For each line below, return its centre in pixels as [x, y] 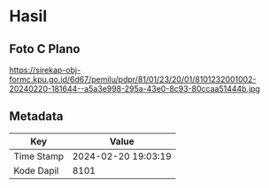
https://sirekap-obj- [45, 70]
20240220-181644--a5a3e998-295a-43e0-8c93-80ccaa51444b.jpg [135, 89]
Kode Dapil [36, 170]
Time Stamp [39, 156]
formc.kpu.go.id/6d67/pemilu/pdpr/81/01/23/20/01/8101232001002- [133, 79]
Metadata [36, 117]
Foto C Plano [45, 49]
